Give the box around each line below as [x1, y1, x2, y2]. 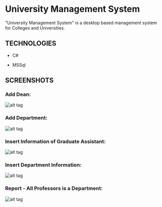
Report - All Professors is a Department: [5, 185, 103, 192]
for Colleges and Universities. [5, 25, 65, 31]
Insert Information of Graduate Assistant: [5, 138, 106, 145]
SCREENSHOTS [5, 76, 54, 85]
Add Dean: [5, 91, 31, 98]
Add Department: [5, 114, 48, 121]
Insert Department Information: [5, 161, 82, 168]
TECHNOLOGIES [5, 39, 57, 48]
